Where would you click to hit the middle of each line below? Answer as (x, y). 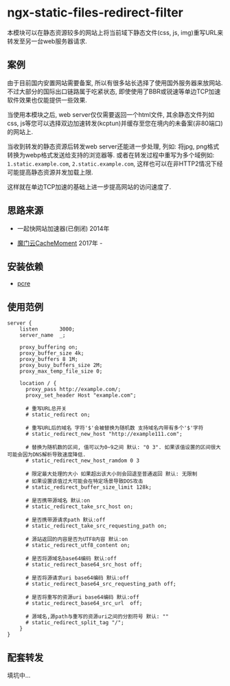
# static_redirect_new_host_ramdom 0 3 (82, 461)
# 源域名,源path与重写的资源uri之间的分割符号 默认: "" (97, 617)
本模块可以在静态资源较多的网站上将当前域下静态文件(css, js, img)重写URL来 (115, 32)
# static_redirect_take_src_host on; (79, 507)
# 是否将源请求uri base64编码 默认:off (77, 578)
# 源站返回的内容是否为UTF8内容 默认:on (77, 540)
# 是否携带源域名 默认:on (58, 501)
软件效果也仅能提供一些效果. (47, 100)
